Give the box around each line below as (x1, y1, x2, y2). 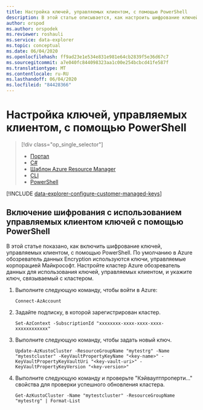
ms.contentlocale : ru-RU (6, 71, 69, 77)
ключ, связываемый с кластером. (6, 275, 94, 282)
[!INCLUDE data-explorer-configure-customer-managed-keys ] (6, 190, 162, 197)
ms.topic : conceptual (6, 43, 61, 49)
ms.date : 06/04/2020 (6, 48, 59, 54)
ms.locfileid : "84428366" (6, 82, 71, 88)
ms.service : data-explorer (6, 37, 74, 43)
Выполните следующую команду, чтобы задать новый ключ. (14, 336, 172, 343)
